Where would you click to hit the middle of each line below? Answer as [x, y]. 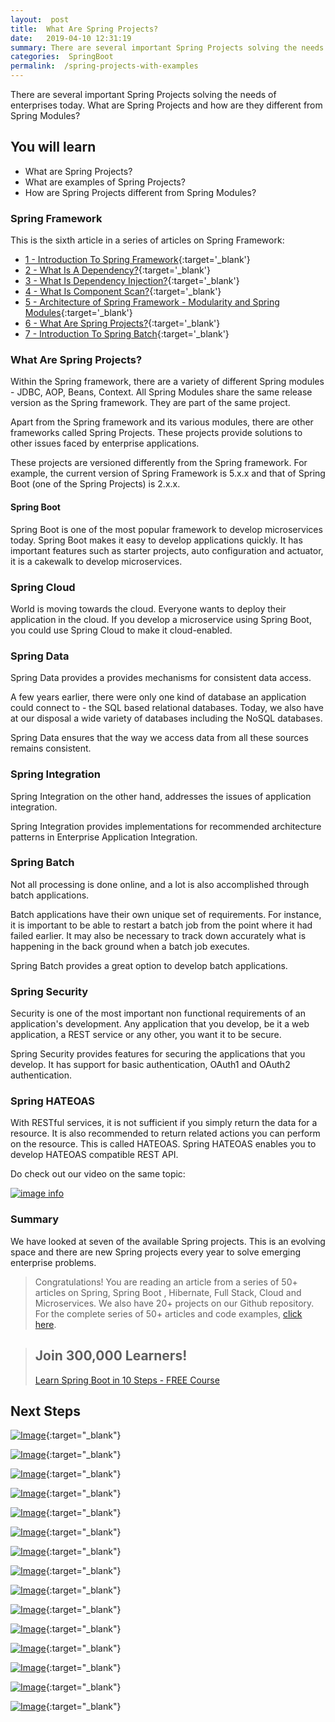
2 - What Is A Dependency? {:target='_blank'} [117, 270]
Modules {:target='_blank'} [78, 313]
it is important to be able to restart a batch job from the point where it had [161, 925]
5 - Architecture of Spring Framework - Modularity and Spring [152, 302]
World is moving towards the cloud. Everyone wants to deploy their [148, 608]
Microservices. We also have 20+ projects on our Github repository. [174, 1303]
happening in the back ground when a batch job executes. [130, 946]
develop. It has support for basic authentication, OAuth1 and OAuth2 [150, 1065]
